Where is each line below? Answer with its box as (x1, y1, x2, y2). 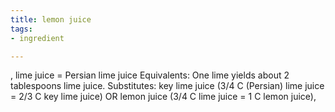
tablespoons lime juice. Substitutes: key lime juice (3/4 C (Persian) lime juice (10, 80, 325, 92)
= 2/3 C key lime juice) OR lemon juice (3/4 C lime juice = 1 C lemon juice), (10, 91, 317, 103)
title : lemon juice (10, 14, 92, 25)
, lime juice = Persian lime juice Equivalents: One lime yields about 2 (10, 69, 290, 81)
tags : (10, 24, 33, 34)
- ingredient (10, 33, 65, 43)
